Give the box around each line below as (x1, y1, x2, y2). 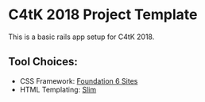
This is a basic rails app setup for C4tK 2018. (8, 32, 155, 41)
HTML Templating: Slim (19, 84, 97, 94)
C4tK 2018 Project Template (8, 6, 198, 24)
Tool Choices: (8, 55, 78, 69)
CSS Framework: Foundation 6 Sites (19, 76, 138, 85)
